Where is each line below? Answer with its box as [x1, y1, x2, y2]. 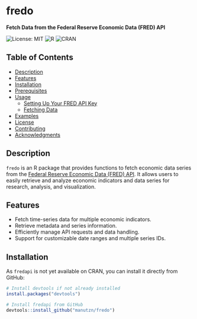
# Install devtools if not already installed [6, 286, 120, 292]
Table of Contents [6, 52, 74, 63]
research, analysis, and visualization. [6, 183, 96, 190]
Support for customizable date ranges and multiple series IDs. [14, 235, 166, 242]
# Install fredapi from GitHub [6, 301, 83, 308]
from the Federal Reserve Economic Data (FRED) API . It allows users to [6, 170, 179, 177]
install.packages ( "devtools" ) [6, 291, 81, 297]
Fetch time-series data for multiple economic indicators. [14, 216, 152, 223]
